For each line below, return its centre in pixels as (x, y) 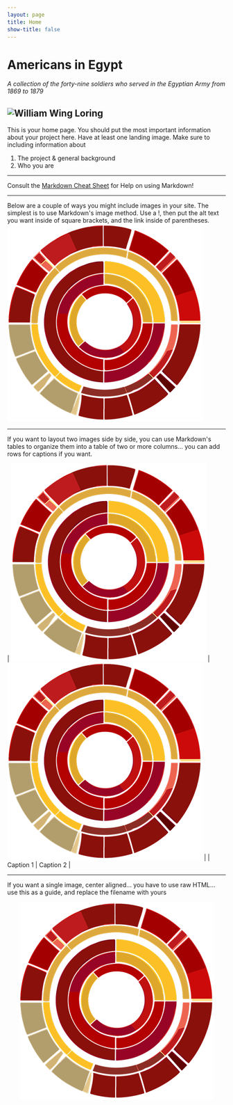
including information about (46, 145)
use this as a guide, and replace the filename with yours (87, 892)
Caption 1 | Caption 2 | (39, 865)
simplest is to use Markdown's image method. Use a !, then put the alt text (113, 213)
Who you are (35, 166)
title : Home (24, 22)
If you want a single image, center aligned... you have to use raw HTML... (111, 885)
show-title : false (34, 29)
